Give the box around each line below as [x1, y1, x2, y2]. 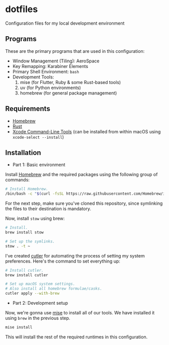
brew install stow [5, 230, 44, 235]
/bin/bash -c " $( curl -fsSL [5, 191, 64, 197]
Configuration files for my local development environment [5, 20, 125, 26]
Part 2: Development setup [12, 300, 68, 306]
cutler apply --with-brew [5, 291, 59, 296]
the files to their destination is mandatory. [5, 206, 92, 212]
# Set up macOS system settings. [5, 282, 75, 287]
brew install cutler [5, 273, 49, 278]
